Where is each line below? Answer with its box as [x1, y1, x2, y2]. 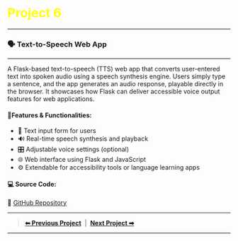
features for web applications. [7, 95, 95, 103]
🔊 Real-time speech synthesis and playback [17, 134, 149, 143]
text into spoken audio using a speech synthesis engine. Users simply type [7, 72, 226, 81]
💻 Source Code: [7, 180, 57, 189]
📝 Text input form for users [17, 127, 96, 135]
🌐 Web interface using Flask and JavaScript [17, 155, 147, 164]
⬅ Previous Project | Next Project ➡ [24, 218, 135, 227]
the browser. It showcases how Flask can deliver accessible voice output [7, 87, 220, 96]
